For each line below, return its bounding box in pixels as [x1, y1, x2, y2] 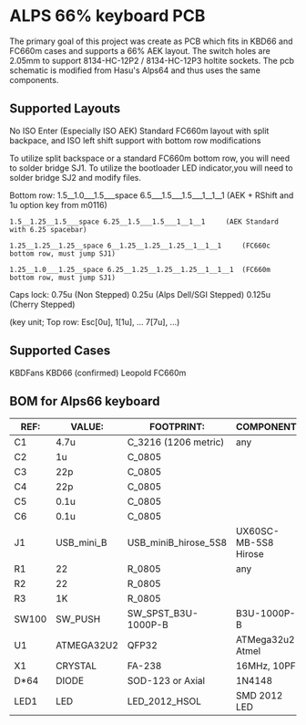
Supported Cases [9, 343, 111, 359]
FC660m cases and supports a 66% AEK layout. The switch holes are [9, 45, 270, 56]
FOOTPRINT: [148, 421, 205, 434]
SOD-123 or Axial [127, 675, 206, 688]
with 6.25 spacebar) [9, 225, 88, 234]
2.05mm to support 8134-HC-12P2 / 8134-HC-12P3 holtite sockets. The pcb [9, 55, 294, 66]
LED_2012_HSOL [127, 695, 202, 708]
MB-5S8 [235, 536, 274, 549]
